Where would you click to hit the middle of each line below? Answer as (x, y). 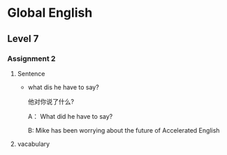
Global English (50, 13)
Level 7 (23, 39)
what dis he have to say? (63, 87)
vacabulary (34, 144)
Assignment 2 (31, 59)
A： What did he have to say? (70, 116)
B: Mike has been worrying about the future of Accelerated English (124, 130)
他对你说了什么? (51, 101)
